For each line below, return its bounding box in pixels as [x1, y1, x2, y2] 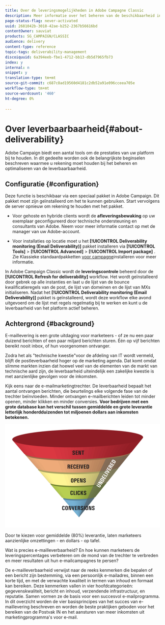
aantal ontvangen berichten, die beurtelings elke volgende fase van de [5, 388, 148, 394]
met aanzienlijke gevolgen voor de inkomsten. [5, 373, 98, 379]
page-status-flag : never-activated [5, 18, 78, 23]
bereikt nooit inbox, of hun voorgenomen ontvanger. [5, 343, 110, 349]
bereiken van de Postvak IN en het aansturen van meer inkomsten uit [5, 609, 145, 615]
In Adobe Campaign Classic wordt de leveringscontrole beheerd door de [5, 269, 154, 275]
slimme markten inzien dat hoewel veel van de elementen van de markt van [5, 363, 158, 369]
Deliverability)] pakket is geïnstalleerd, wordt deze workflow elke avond [5, 295, 151, 301]
